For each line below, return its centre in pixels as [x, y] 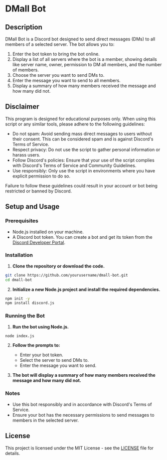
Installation [19, 255]
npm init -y [17, 299]
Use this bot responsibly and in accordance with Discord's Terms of [82, 404]
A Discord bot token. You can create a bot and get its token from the [83, 237]
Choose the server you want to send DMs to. [58, 75]
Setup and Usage [32, 207]
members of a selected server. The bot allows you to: [60, 44]
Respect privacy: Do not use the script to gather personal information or [86, 150]
